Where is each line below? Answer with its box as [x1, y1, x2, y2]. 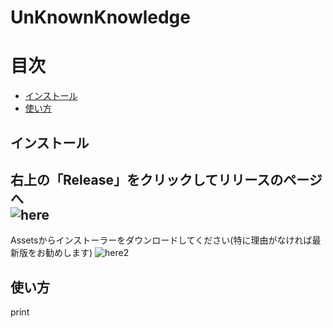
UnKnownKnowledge [10, 6, 191, 29]
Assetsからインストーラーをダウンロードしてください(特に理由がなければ [10, 234, 313, 246]
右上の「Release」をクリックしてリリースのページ [10, 171, 323, 188]
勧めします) [44, 247, 93, 259]
